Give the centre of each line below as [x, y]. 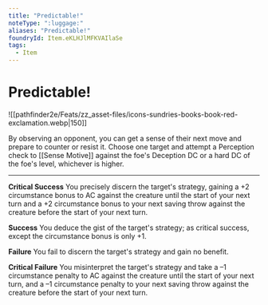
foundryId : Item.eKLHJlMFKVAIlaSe [66, 38]
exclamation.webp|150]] [48, 123]
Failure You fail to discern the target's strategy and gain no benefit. [118, 252]
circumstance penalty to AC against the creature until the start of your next [131, 275]
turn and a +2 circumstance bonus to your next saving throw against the [127, 204]
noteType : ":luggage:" [46, 23]
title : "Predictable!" [46, 16]
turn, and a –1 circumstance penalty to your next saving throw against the [129, 283]
